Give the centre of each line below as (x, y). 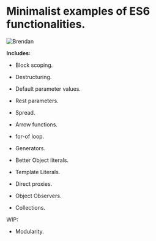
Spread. (25, 112)
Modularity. (29, 231)
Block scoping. (34, 65)
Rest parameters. (37, 101)
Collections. (30, 207)
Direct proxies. (34, 184)
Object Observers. (38, 196)
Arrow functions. (36, 124)
